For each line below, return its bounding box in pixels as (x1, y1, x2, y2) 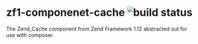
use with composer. (6, 31, 54, 38)
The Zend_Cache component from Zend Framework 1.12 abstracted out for (6, 25, 187, 32)
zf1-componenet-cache (6, 6, 125, 19)
